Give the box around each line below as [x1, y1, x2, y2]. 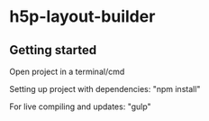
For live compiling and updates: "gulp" [9, 101, 151, 112]
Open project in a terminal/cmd [9, 66, 125, 77]
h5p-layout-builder [9, 6, 156, 27]
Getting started [9, 42, 97, 58]
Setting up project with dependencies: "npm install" [9, 84, 201, 94]
